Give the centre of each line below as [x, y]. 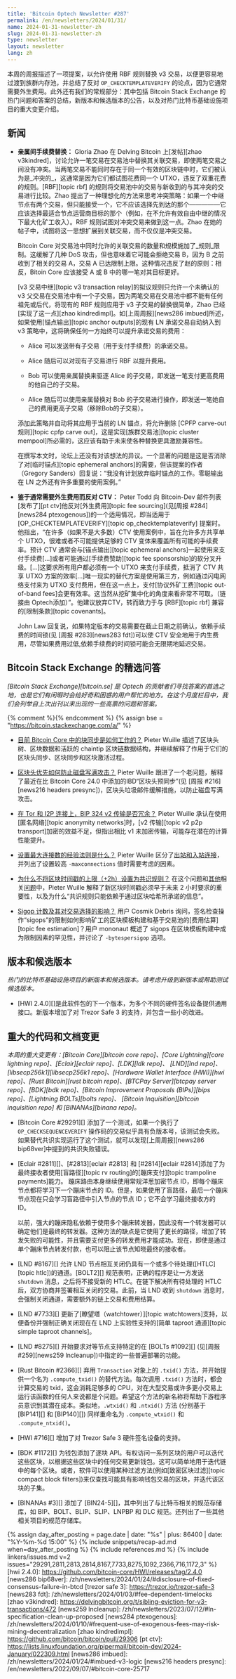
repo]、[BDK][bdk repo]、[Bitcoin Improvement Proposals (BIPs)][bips [109, 1090]
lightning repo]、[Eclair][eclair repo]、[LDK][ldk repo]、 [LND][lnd [103, 1064]
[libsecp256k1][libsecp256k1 [48, 1072]
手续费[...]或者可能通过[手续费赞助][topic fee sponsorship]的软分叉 [119, 558]
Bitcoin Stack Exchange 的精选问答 [84, 668]
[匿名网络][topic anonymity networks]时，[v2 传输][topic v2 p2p [110, 822]
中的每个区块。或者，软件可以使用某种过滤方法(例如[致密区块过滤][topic [121, 1470]
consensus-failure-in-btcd [46, 1587]
